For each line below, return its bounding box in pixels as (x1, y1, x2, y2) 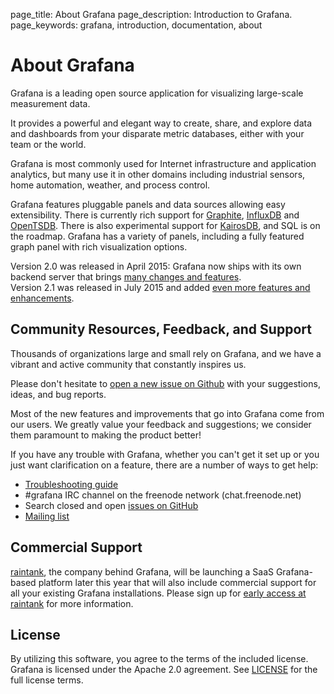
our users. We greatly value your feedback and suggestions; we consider (10, 418, 312, 430)
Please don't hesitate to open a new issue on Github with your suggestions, (10, 377, 321, 389)
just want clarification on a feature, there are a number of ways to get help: (10, 459, 319, 471)
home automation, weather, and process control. (10, 179, 211, 191)
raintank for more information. (10, 597, 134, 609)
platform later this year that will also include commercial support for (38, 576, 317, 588)
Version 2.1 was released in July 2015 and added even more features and (10, 281, 311, 293)
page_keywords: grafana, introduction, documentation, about (10, 19, 263, 31)
